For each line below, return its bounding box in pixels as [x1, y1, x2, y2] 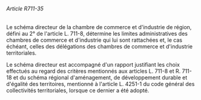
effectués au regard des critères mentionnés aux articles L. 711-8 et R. [6, 67, 181, 75]
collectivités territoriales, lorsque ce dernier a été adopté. [6, 87, 150, 94]
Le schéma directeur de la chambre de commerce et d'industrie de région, [6, 24, 192, 31]
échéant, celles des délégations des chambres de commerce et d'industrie [6, 43, 193, 50]
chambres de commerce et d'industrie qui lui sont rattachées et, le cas [6, 36, 183, 44]
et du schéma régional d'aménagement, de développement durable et [13, 74, 188, 81]
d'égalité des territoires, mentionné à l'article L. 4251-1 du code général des [6, 81, 195, 88]
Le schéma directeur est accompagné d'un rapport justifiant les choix [6, 61, 180, 68]
